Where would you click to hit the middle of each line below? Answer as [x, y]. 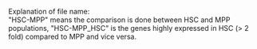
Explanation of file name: [49, 11]
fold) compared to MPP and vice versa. [73, 36]
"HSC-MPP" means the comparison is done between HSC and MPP [119, 20]
